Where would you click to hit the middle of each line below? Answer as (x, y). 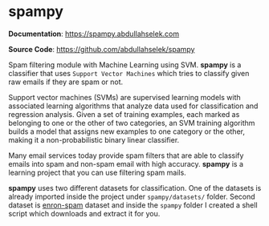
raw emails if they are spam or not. (66, 82)
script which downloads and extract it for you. (84, 213)
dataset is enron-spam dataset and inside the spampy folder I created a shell (133, 205)
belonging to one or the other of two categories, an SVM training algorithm (132, 123)
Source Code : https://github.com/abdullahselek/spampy (102, 49)
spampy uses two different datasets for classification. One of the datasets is (135, 188)
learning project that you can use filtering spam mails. (97, 172)
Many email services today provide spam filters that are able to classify (126, 155)
